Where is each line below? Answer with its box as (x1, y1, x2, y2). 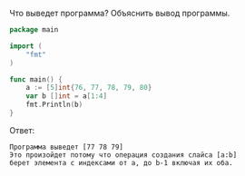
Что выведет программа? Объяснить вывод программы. (9, 8, 230, 18)
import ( (9, 41, 43, 51)
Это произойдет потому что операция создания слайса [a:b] (9, 150, 238, 160)
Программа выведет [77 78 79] (9, 142, 124, 152)
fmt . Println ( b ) (25, 100, 83, 110)
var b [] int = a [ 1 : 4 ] (25, 92, 107, 101)
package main (9, 25, 59, 34)
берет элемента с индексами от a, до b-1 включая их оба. (9, 158, 233, 167)
